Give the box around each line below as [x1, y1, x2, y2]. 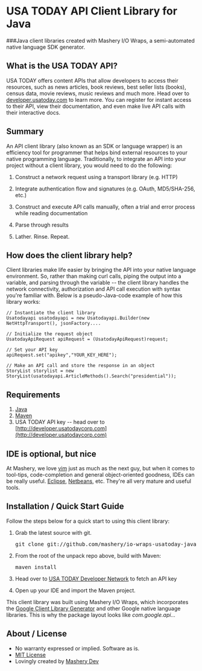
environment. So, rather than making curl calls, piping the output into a [6, 272, 181, 280]
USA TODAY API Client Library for [6, 4, 178, 18]
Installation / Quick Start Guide [6, 502, 124, 512]
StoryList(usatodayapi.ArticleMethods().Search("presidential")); [6, 373, 177, 379]
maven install [14, 564, 57, 570]
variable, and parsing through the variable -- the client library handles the [6, 279, 189, 286]
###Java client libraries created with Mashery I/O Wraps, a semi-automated [6, 37, 195, 44]
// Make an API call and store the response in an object [6, 363, 155, 369]
